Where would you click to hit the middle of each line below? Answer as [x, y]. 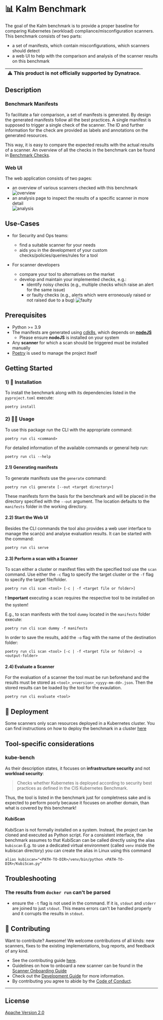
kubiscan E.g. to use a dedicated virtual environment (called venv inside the [80, 846]
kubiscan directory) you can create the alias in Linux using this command [78, 850]
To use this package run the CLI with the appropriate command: [69, 430]
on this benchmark [31, 61]
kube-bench [20, 757]
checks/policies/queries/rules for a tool [58, 255]
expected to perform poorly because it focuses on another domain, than [77, 803]
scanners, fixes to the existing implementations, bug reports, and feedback [80, 945]
